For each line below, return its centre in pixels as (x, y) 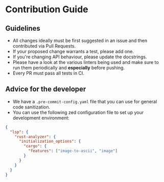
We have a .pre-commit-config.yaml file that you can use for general (85, 101)
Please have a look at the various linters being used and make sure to (86, 62)
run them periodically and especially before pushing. (69, 68)
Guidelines (23, 28)
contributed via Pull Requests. (44, 46)
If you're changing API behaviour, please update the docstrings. (80, 57)
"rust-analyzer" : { (35, 136)
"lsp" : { (19, 132)
